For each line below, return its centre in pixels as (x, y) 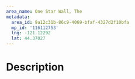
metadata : (18, 17)
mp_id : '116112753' (35, 28)
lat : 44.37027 (28, 38)
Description (35, 67)
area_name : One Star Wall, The (44, 11)
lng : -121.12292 (31, 33)
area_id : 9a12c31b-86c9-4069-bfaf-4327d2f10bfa (70, 22)
